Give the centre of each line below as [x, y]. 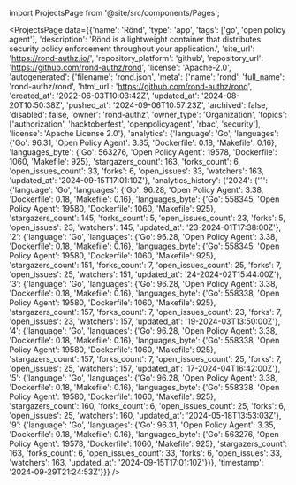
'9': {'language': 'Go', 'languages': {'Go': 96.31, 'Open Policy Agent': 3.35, [143, 425]
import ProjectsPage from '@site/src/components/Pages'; [114, 13]
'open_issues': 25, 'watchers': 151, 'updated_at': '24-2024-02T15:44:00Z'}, [146, 274]
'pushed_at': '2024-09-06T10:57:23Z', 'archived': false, [167, 105]
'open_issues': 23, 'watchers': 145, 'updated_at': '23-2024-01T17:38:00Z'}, [145, 227]
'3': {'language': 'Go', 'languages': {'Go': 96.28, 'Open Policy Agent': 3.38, [144, 284]
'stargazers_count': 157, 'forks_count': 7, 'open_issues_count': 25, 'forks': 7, [146, 359]
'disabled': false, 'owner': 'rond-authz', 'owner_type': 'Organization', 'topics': [148, 115]
